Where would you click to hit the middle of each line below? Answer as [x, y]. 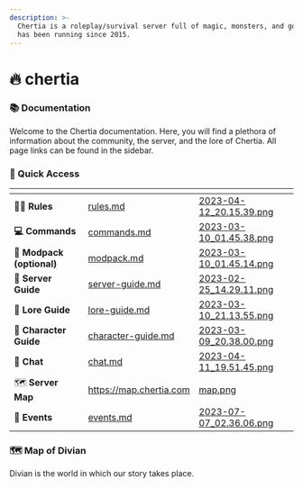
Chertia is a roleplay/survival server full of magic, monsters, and [151, 26]
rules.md [106, 206]
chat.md [106, 362]
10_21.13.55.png [236, 316]
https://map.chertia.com [139, 390]
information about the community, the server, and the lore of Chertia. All [143, 140]
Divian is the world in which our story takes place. [102, 474]
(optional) [35, 264]
